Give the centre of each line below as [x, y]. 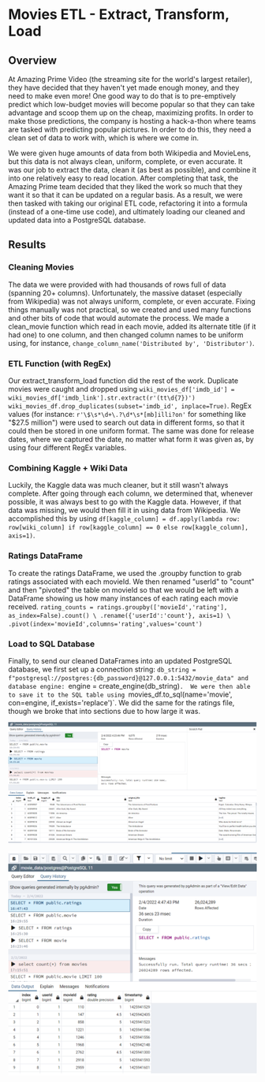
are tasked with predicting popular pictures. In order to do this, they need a [130, 129]
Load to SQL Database [52, 644]
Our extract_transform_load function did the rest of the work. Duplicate [123, 381]
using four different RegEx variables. [67, 448]
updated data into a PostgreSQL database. [77, 220]
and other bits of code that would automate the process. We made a [119, 318]
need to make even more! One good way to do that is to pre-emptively [122, 96]
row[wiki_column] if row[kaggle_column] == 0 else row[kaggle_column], [128, 528]
